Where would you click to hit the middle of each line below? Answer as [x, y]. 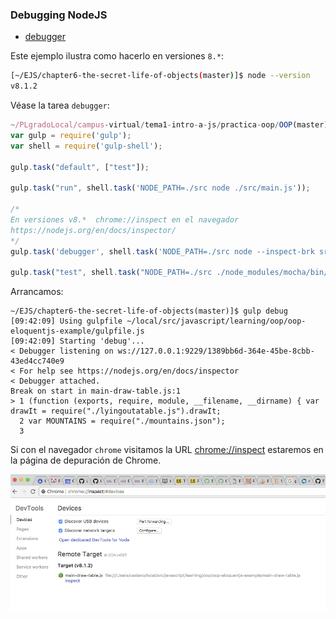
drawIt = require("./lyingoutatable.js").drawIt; [116, 411]
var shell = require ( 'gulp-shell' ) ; [86, 146]
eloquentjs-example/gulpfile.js [77, 331]
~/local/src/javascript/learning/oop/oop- [216, 321]
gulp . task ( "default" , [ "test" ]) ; [80, 167]
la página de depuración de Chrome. [86, 460]
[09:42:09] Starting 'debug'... [77, 341]
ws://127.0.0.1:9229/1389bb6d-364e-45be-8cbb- [216, 351]
